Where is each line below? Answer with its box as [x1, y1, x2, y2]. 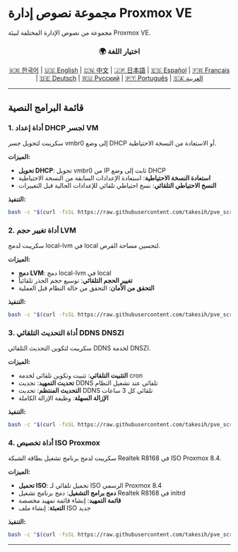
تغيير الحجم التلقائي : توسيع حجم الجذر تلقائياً [18, 276, 133, 285]
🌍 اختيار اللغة [98, 46, 141, 56]
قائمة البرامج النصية [8, 101, 84, 114]
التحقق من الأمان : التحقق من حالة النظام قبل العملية [18, 284, 155, 293]
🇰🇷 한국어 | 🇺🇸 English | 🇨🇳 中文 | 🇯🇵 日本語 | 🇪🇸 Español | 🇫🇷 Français [8, 66, 230, 75]
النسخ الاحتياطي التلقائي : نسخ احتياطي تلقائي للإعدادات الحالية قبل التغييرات [18, 181, 217, 189]
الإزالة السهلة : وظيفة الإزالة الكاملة [18, 394, 109, 402]
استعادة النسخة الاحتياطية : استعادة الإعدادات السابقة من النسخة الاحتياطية [18, 173, 211, 182]
